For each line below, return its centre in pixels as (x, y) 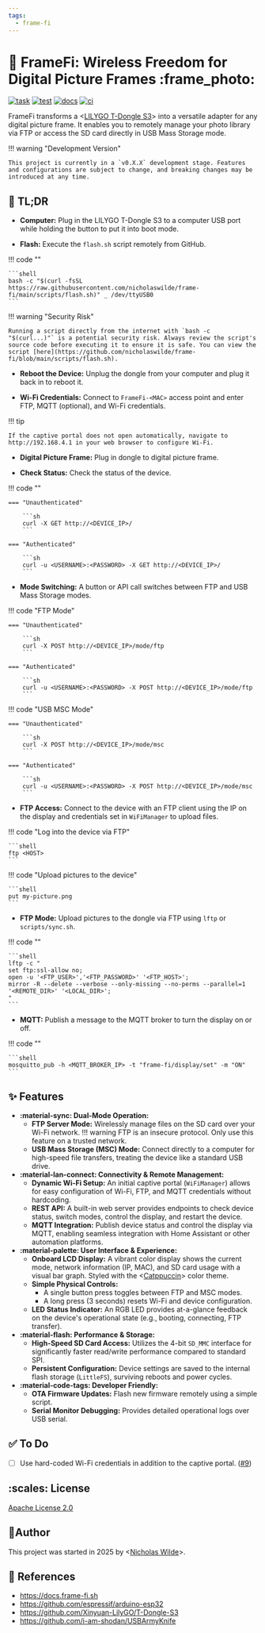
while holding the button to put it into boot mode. (99, 229)
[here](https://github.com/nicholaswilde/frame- (114, 352)
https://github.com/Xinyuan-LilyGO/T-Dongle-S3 (99, 1612)
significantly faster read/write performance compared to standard (139, 1352)
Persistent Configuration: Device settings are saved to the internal (141, 1369)
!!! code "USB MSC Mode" (51, 709)
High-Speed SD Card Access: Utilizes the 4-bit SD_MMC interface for (141, 1343)
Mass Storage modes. (55, 595)
